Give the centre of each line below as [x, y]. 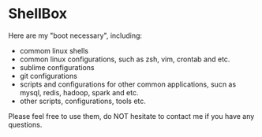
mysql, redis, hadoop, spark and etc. [79, 92]
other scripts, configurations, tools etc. [82, 101]
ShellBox [37, 14]
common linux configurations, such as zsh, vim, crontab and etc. [125, 59]
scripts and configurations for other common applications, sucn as [128, 84]
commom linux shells [54, 50]
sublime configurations [57, 67]
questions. [25, 124]
